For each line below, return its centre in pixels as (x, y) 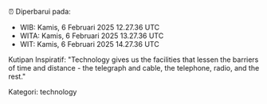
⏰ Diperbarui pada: (40, 12)
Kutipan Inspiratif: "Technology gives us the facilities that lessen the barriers (133, 60)
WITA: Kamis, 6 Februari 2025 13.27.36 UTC (92, 36)
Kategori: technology (43, 92)
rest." (17, 76)
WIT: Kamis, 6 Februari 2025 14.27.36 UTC (89, 44)
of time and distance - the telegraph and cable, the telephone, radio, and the (134, 68)
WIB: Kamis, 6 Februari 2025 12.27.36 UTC (90, 27)
